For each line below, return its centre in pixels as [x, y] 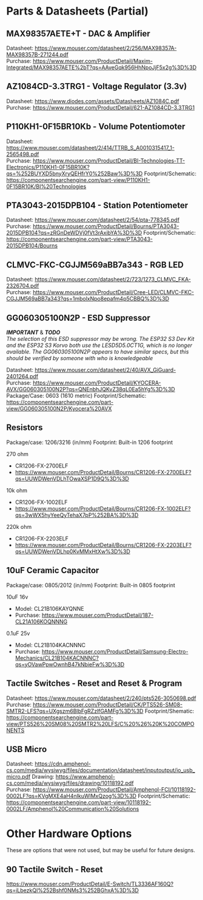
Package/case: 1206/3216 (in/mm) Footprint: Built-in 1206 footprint [90, 442]
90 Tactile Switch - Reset [55, 869]
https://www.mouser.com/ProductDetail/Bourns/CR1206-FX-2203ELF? [103, 545]
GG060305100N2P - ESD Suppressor [78, 317]
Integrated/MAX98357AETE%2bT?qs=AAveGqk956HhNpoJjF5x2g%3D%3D [101, 67]
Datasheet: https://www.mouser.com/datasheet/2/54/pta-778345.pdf [93, 220]
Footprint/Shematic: [169, 711]
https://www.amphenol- [85, 777]
